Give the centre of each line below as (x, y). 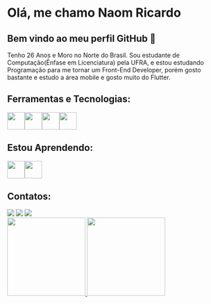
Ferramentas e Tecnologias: (69, 99)
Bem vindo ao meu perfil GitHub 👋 (82, 39)
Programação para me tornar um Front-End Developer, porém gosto (104, 70)
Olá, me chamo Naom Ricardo (94, 13)
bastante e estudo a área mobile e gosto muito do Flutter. (89, 77)
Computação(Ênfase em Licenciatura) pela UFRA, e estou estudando (106, 63)
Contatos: (29, 197)
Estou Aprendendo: (50, 148)
